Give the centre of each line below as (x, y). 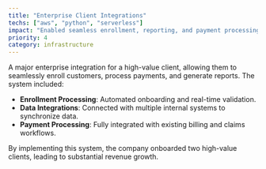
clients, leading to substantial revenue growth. (84, 157)
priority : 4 (28, 38)
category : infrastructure (51, 45)
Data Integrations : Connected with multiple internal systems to (122, 108)
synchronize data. (49, 116)
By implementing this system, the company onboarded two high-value (123, 148)
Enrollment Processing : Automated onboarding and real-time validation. (138, 100)
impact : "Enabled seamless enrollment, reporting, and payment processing (134, 30)
